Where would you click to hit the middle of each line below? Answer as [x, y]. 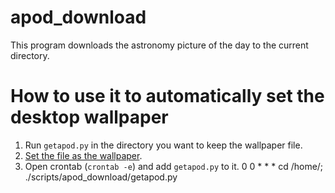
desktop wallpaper [89, 117]
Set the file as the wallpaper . [83, 155]
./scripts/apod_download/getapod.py [101, 177]
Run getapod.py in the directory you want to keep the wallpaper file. [163, 145]
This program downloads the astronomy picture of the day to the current [159, 45]
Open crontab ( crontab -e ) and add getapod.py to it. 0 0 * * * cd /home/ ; [174, 166]
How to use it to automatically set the [167, 96]
